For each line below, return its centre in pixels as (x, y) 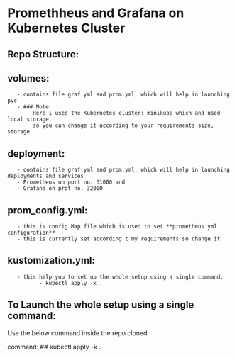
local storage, (30, 119)
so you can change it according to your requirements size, (123, 125)
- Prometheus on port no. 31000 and (71, 182)
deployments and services (45, 176)
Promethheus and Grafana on (96, 13)
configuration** (31, 233)
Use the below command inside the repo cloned (77, 333)
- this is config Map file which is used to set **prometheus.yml (117, 227)
